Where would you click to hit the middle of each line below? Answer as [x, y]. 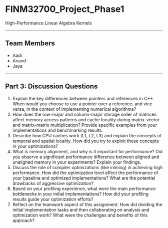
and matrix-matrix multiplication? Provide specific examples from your [85, 125]
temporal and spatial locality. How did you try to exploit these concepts [85, 141]
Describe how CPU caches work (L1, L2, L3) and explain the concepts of [87, 135]
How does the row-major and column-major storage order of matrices [84, 114]
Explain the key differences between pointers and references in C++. [83, 98]
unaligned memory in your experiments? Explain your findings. [77, 162]
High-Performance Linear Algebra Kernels [48, 23]
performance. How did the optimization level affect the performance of [85, 173]
